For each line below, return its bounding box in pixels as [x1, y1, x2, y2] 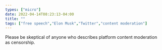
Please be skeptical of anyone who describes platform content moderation [5, 34, 158, 40]
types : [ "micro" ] [5, 7, 41, 12]
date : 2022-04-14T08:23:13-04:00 [5, 12, 74, 17]
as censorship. [5, 40, 36, 46]
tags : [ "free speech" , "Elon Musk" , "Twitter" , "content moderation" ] [5, 21, 148, 26]
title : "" [5, 16, 26, 21]
